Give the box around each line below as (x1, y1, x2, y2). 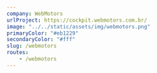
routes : (6, 49, 29, 56)
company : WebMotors (6, 10, 63, 17)
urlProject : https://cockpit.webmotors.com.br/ (6, 17, 148, 24)
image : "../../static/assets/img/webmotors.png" (6, 23, 151, 30)
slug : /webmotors (6, 42, 57, 49)
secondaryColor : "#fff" (6, 36, 76, 43)
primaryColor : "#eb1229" (6, 29, 79, 37)
